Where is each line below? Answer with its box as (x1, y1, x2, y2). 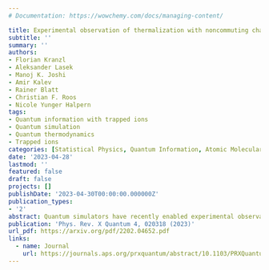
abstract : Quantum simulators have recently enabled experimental (8, 212, 235, 220)
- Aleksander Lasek (8, 63, 74, 72)
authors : (8, 49, 38, 57)
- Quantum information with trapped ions (8, 115, 149, 124)
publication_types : (8, 197, 74, 205)
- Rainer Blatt (8, 86, 59, 94)
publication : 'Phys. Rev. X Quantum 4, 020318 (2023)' (8, 220, 195, 228)
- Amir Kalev (8, 78, 52, 87)
